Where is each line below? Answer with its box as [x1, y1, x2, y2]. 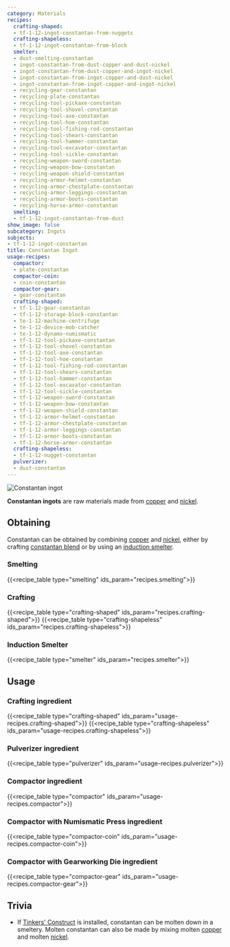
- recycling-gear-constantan [13, 87, 97, 94]
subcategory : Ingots [7, 228, 67, 235]
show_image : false [7, 221, 60, 228]
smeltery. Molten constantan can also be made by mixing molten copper [16, 926, 222, 934]
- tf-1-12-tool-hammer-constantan [13, 375, 112, 382]
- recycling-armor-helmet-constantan [13, 176, 122, 183]
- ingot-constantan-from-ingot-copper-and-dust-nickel [13, 74, 174, 81]
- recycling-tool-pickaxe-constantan [13, 100, 122, 107]
